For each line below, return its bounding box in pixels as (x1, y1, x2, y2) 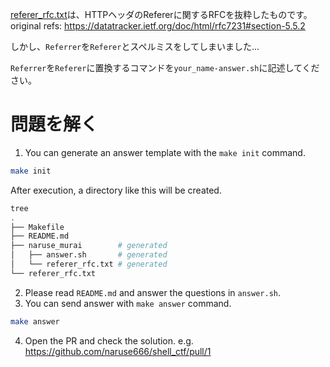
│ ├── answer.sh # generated (10, 250, 168, 260)
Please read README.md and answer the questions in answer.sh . (24, 286, 282, 298)
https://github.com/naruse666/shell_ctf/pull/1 (24, 345, 212, 357)
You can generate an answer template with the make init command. (24, 146, 306, 158)
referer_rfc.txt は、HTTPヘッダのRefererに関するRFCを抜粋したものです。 (10, 9, 313, 20)
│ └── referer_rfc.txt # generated (10, 259, 168, 270)
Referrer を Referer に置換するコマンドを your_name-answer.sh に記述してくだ (10, 62, 320, 73)
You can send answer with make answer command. (24, 297, 232, 309)
